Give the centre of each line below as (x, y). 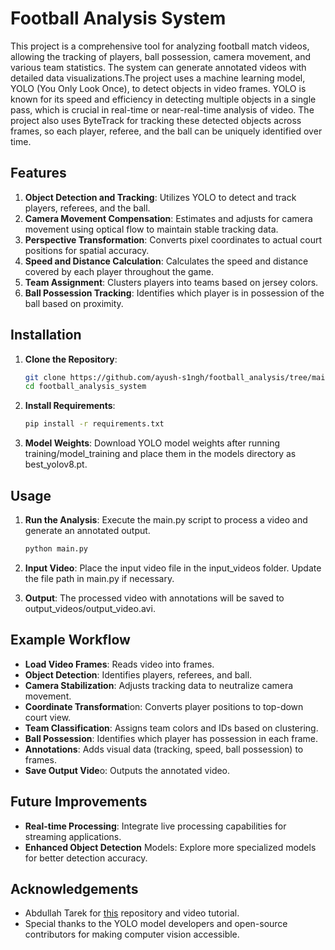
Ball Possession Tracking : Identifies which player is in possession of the (174, 293)
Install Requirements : (70, 406)
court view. (48, 717)
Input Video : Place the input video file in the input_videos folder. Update (173, 568)
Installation (46, 335)
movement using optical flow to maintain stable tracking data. (151, 229)
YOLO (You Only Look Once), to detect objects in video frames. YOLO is (158, 88)
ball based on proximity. (74, 303)
